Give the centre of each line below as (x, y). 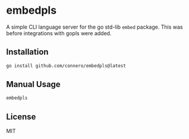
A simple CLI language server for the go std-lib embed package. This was (94, 27)
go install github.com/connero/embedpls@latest (66, 66)
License (21, 117)
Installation (27, 52)
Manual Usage (33, 84)
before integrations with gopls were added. (59, 33)
